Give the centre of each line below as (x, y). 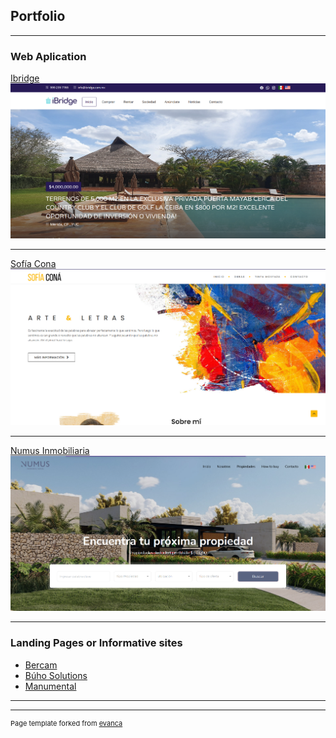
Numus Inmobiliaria (50, 450)
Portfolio (38, 16)
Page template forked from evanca (66, 723)
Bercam (41, 665)
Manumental (50, 686)
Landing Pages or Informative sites (96, 643)
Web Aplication (48, 56)
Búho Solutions (56, 675)
